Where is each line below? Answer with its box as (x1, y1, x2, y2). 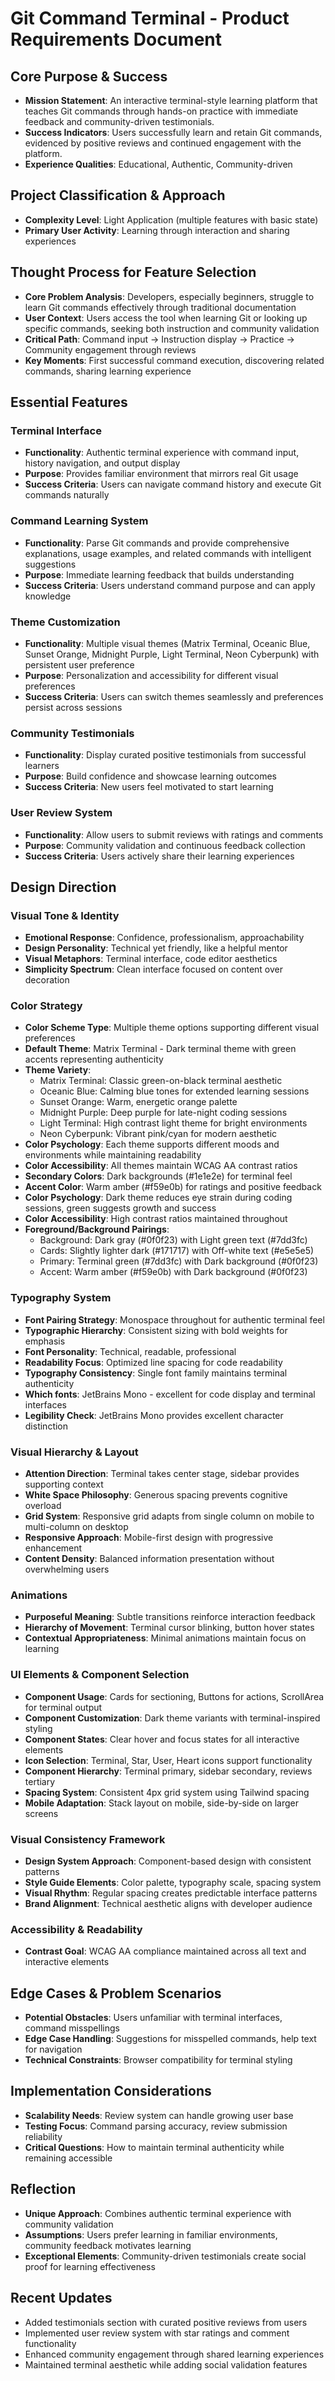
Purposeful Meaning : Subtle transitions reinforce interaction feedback (24, 1611, 316, 1623)
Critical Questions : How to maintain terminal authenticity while (24, 2141, 285, 2153)
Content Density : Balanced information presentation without (24, 1553, 275, 1565)
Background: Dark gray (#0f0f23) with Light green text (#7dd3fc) (39, 1234, 308, 1246)
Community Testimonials (10, 726, 135, 740)
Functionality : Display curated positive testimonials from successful (24, 749, 307, 761)
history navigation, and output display (24, 457, 181, 469)
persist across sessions (24, 701, 123, 713)
